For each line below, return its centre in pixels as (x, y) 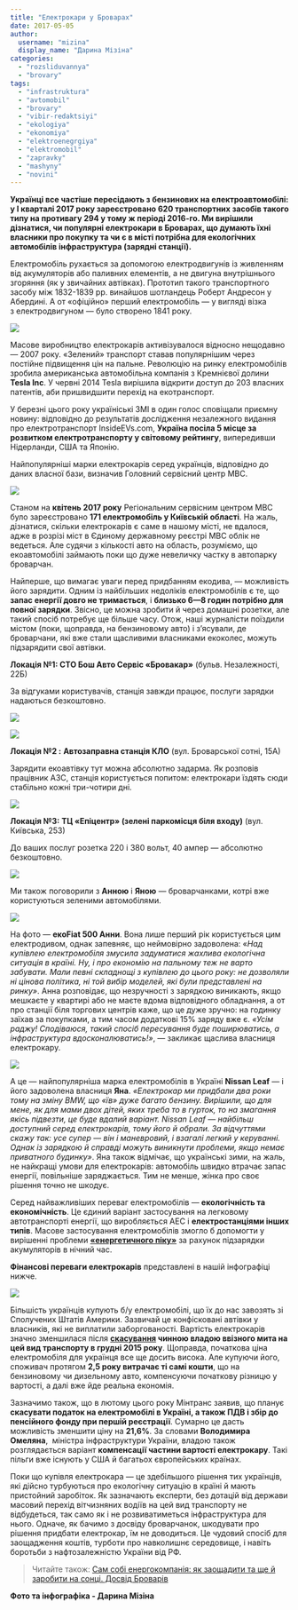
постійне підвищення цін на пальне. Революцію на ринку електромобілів (149, 364)
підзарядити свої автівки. (58, 647)
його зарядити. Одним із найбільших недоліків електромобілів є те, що (145, 591)
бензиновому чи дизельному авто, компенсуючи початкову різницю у (144, 1376)
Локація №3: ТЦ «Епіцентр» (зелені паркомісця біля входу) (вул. (137, 821)
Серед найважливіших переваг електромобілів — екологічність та (137, 1202)
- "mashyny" (40, 166)
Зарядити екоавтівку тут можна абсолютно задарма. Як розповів (134, 768)
